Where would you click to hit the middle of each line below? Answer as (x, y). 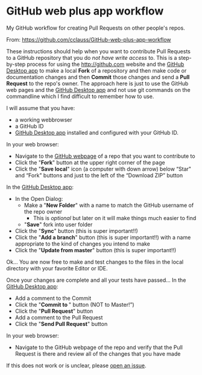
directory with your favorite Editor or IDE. (57, 268)
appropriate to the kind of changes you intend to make (83, 244)
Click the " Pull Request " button (54, 311)
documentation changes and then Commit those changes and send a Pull (98, 77)
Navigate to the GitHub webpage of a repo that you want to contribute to (105, 156)
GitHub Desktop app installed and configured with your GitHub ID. (97, 132)
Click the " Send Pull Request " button (61, 324)
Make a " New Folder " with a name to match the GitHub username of (109, 205)
